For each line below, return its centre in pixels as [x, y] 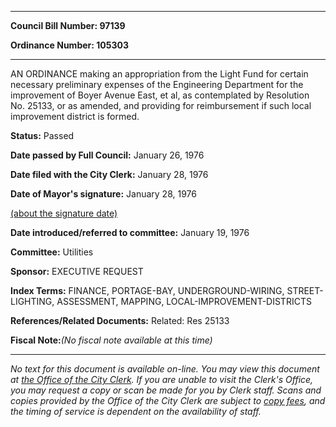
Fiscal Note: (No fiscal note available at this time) [111, 340]
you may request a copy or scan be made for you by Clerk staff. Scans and [166, 390]
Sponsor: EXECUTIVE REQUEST [77, 271]
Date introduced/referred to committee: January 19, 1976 [130, 232]
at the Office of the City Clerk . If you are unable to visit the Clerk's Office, [162, 379]
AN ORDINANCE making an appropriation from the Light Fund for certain [159, 74]
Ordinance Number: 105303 [69, 45]
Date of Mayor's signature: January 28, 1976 [103, 194]
